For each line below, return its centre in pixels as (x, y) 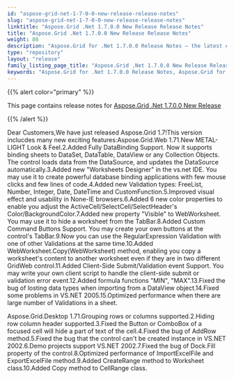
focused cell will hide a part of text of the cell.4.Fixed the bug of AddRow (112, 331)
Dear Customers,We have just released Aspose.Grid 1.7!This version (105, 132)
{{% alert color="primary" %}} (51, 92)
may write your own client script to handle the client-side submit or (103, 273)
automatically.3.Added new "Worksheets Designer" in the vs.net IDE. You (112, 169)
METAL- (207, 139)
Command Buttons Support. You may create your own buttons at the (106, 229)
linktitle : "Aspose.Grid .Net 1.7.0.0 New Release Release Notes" (106, 26)
